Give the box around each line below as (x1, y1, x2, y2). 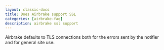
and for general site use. (5, 40, 55, 46)
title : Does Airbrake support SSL (5, 12, 77, 17)
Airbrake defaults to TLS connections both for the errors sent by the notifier (5, 34, 159, 40)
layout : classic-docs (5, 7, 50, 12)
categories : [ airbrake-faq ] (5, 16, 63, 21)
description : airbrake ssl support (5, 21, 79, 26)
